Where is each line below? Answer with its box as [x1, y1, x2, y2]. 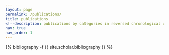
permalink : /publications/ [5, 12, 62, 17]
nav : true [5, 26, 26, 31]
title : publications [5, 16, 49, 21]
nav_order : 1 [5, 30, 33, 35]
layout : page [5, 7, 33, 12]
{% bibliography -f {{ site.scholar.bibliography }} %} [5, 44, 113, 50]
